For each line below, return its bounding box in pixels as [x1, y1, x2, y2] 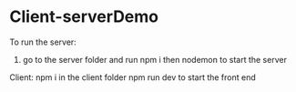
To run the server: [9, 36, 77, 47]
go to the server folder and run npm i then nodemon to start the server [22, 54, 287, 65]
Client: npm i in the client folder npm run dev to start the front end [9, 71, 257, 83]
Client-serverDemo [9, 6, 159, 27]
